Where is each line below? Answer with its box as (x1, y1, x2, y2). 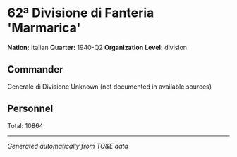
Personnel (7, 103, 54, 115)
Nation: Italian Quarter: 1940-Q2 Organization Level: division (7, 43, 188, 51)
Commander (7, 63, 63, 75)
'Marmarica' (7, 20, 81, 36)
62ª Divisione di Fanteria (7, 5, 154, 21)
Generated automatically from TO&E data (7, 142, 128, 150)
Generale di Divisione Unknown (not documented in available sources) (7, 82, 212, 91)
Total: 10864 (7, 121, 44, 130)
